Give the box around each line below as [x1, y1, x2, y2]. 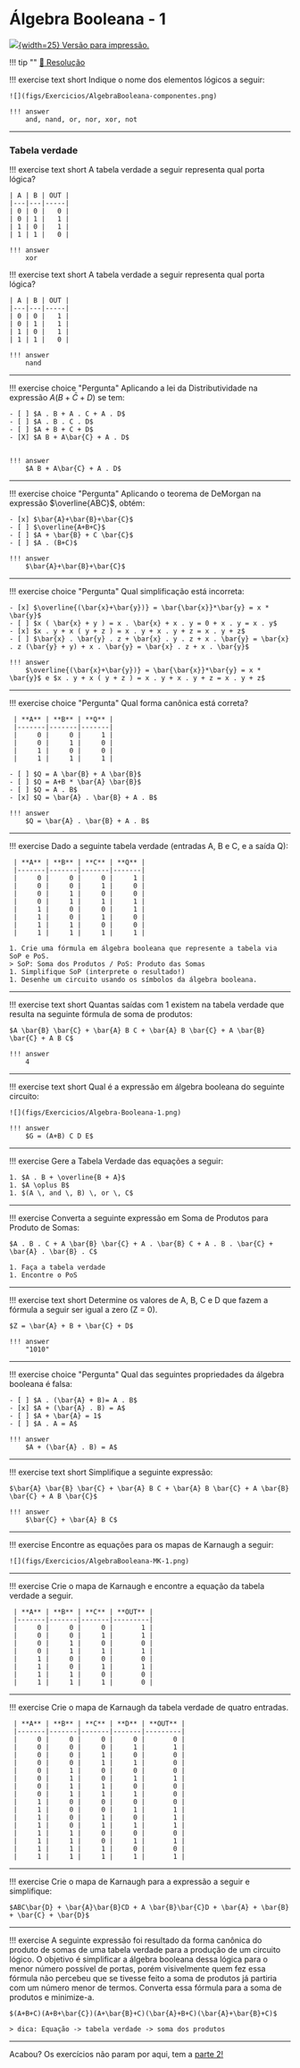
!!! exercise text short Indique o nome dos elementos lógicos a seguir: [9, 74, 265, 85]
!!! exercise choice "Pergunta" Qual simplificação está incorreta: [9, 586, 245, 597]
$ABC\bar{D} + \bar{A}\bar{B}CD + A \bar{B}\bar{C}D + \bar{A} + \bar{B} [9, 1904, 290, 1912]
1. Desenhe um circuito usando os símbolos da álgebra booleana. [9, 975, 257, 985]
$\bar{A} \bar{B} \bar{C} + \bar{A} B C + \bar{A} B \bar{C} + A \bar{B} [9, 1484, 290, 1493]
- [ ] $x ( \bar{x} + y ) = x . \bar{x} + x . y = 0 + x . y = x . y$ [9, 619, 278, 628]
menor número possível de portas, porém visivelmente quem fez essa [9, 1963, 266, 1974]
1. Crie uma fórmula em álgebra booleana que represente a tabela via [9, 944, 278, 954]
